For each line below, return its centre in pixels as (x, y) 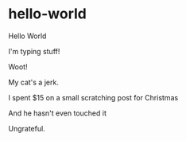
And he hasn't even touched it (58, 113)
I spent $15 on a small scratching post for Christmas (93, 97)
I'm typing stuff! (34, 51)
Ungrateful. (27, 128)
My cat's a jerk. (34, 82)
